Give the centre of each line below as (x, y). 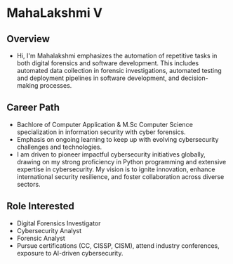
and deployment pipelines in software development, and (98, 78)
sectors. (28, 184)
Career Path (33, 108)
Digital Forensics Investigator (59, 223)
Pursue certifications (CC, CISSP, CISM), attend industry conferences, (118, 245)
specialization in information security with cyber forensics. (101, 132)
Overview (28, 39)
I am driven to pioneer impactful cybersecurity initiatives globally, (111, 154)
